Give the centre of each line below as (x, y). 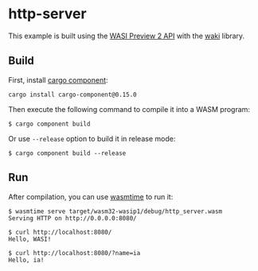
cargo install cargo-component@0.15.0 (72, 95)
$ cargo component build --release (67, 153)
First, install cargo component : (59, 79)
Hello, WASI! (30, 239)
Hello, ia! (26, 260)
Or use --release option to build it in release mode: (92, 138)
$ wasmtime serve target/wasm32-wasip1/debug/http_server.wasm (115, 211)
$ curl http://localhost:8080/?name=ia (74, 253)
